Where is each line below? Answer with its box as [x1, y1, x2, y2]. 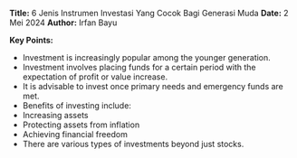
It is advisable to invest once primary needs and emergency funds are [22, 81, 283, 91]
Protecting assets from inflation [22, 119, 140, 130]
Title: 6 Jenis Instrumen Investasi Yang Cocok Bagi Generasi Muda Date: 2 [9, 8, 289, 18]
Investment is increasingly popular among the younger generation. [22, 52, 272, 62]
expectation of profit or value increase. [22, 71, 168, 82]
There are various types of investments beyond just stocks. [22, 139, 244, 149]
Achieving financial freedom [22, 129, 129, 139]
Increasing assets [22, 110, 89, 120]
